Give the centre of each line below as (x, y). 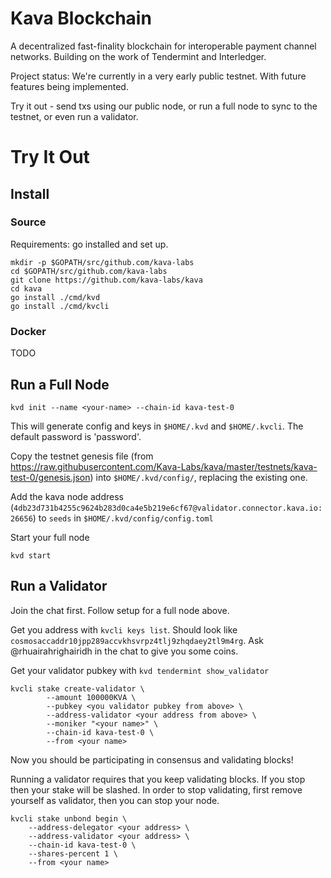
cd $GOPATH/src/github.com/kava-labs (89, 271)
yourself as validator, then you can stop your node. (115, 800)
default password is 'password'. (76, 436)
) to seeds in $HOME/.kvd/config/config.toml (123, 518)
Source (28, 222)
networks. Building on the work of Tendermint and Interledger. (138, 56)
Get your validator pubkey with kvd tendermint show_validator (140, 670)
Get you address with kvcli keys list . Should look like (124, 629)
